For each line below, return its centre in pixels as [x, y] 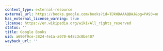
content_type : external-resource [39, 9]
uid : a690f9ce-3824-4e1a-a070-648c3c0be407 [50, 37]
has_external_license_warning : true [42, 18]
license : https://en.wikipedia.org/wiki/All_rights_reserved [68, 23]
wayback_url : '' [21, 41]
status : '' [16, 28]
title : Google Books [26, 32]
